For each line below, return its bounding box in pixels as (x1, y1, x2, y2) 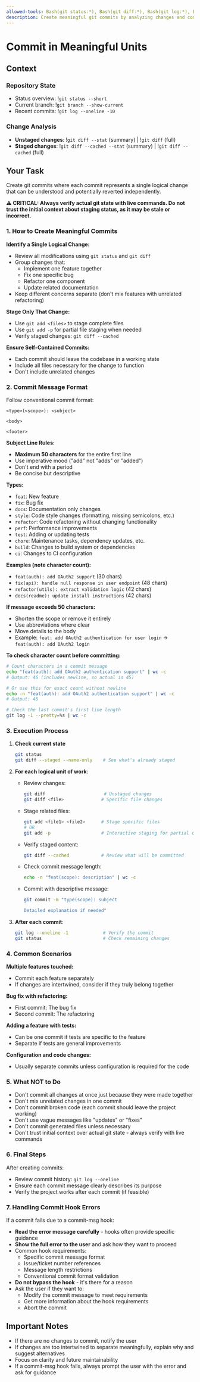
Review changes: (23, 780, 66, 787)
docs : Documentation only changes (14, 506, 101, 513)
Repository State (6, 82, 56, 89)
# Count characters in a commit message (6, 664, 108, 670)
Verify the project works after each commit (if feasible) (14, 1188, 149, 1195)
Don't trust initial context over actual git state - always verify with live (14, 1129, 185, 1137)
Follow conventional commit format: (6, 397, 94, 404)
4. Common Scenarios (6, 950, 72, 958)
